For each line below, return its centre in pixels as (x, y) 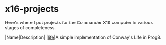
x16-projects (32, 9)
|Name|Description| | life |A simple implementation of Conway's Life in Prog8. (83, 37)
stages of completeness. (31, 27)
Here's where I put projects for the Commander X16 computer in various (79, 22)
